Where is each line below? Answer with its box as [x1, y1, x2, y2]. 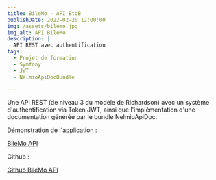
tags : [7, 49, 23, 55]
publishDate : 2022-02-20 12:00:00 [7, 16, 106, 23]
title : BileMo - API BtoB [7, 10, 81, 17]
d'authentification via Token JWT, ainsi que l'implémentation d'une [7, 105, 195, 114]
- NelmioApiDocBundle [13, 73, 75, 81]
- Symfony [13, 61, 41, 68]
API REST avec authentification [13, 42, 106, 49]
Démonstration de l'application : [7, 126, 97, 134]
